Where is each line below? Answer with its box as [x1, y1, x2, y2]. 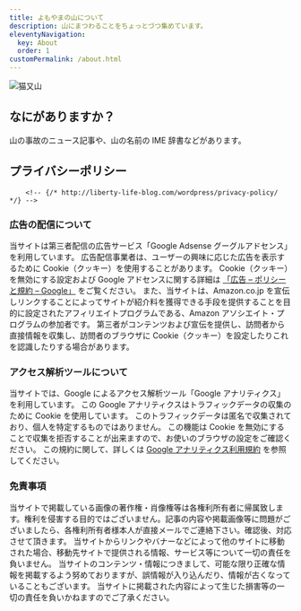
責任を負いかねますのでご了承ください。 [24, 591, 175, 602]
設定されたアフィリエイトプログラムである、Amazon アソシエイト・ [24, 307, 278, 319]
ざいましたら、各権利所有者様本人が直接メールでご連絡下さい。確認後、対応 [9, 524, 292, 535]
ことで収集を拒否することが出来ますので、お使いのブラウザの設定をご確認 [9, 432, 284, 444]
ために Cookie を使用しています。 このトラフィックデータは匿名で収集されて [9, 410, 292, 422]
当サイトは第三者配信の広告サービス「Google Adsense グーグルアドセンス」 [9, 240, 288, 251]
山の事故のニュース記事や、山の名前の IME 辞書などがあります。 [9, 135, 246, 145]
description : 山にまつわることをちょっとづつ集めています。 [9, 22, 208, 31]
